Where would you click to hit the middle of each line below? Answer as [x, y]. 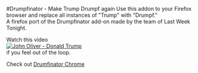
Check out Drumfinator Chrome [45, 64]
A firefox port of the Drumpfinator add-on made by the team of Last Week [98, 21]
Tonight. [17, 28]
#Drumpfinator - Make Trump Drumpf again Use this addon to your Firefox [99, 9]
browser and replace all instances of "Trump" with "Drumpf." [82, 15]
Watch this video [27, 40]
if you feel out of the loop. [38, 52]
